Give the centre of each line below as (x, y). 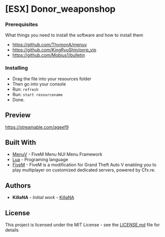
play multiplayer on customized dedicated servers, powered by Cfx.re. (84, 170)
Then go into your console (39, 84)
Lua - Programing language (40, 160)
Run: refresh (25, 89)
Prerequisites (21, 25)
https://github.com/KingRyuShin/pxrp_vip (54, 50)
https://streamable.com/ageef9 (37, 127)
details (12, 230)
